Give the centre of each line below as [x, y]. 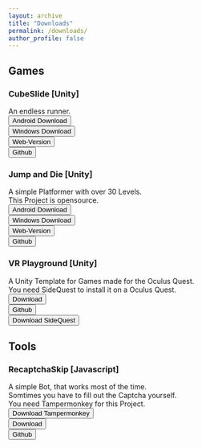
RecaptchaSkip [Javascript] [64, 369]
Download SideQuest [44, 320]
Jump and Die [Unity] [50, 174]
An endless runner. [39, 111]
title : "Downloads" [41, 23]
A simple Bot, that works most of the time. [77, 387]
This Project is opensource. [53, 200]
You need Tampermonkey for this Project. [77, 404]
